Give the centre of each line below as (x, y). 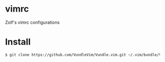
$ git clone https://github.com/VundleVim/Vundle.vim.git (66, 55)
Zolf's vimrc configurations (32, 22)
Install (18, 42)
